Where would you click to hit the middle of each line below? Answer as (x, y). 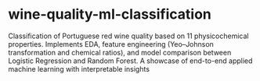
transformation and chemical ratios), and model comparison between (120, 52)
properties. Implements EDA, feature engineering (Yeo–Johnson (111, 44)
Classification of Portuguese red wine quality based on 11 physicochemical (128, 36)
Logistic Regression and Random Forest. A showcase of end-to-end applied (130, 61)
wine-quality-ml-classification (110, 14)
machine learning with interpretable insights (79, 69)
